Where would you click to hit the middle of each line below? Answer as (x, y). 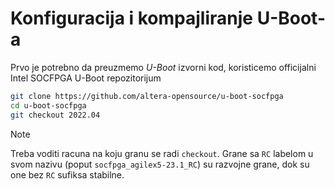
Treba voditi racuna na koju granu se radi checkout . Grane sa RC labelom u (162, 153)
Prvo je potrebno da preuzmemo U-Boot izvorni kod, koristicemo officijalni (163, 67)
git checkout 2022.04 (55, 115)
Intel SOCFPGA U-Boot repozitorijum (86, 78)
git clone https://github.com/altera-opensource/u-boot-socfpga (147, 96)
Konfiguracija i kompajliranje (132, 18)
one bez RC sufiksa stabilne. (67, 174)
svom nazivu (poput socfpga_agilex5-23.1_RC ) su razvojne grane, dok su (160, 164)
